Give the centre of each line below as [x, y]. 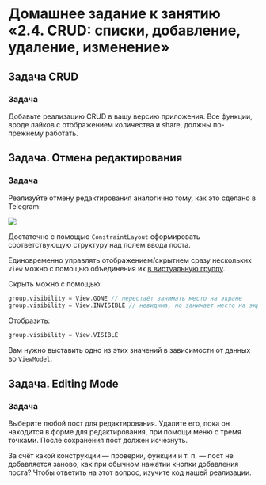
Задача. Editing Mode [63, 383]
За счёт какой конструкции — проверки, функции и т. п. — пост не [121, 455]
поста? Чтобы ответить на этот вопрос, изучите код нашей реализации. [130, 472]
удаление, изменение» [89, 47]
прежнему [26, 133]
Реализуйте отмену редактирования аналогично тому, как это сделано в [132, 198]
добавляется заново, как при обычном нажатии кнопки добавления [123, 464]
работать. [62, 133]
